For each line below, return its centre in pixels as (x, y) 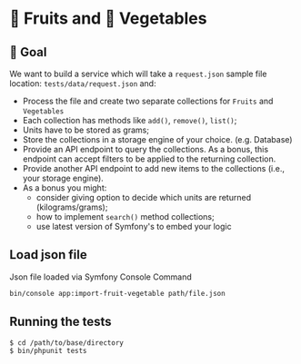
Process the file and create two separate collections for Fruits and (148, 101)
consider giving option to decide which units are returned (144, 197)
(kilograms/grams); (72, 207)
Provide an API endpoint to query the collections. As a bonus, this (145, 149)
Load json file (49, 255)
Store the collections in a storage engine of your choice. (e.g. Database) (157, 139)
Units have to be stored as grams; (86, 130)
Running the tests (60, 322)
